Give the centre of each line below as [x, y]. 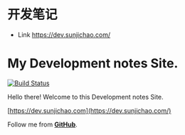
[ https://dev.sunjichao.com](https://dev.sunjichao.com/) [89, 110]
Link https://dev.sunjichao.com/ [64, 34]
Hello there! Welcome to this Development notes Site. [85, 97]
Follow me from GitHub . [43, 124]
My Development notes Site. [93, 64]
